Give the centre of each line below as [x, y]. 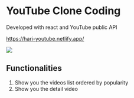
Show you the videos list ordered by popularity [71, 82]
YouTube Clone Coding [63, 11]
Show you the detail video [46, 89]
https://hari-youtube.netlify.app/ [45, 38]
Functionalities [34, 68]
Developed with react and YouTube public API [62, 27]
